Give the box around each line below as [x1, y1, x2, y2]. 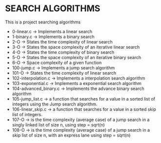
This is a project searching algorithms [5, 19, 81, 25]
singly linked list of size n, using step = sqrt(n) [12, 122, 105, 127]
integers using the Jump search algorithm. [12, 101, 98, 107]
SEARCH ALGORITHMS [5, 3, 101, 14]
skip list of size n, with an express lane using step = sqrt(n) [12, 132, 131, 138]
